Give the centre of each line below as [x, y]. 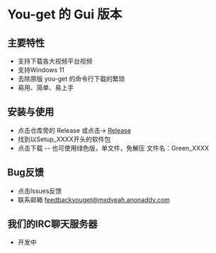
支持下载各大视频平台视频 [55, 61]
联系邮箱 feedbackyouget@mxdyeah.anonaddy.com [93, 199]
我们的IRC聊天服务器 [52, 224]
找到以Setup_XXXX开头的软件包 [64, 139]
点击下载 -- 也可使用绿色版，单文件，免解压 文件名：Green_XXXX [113, 148]
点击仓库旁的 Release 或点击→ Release [74, 130]
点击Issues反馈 [40, 191]
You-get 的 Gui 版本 [65, 14]
